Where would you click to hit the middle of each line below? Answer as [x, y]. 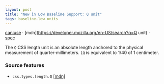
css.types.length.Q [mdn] [39, 76]
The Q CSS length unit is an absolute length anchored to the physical [74, 48]
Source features [25, 65]
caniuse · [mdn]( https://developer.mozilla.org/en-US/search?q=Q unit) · [78, 33]
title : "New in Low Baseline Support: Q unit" [54, 14]
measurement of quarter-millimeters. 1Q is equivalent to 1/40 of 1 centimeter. [82, 53]
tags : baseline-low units [31, 19]
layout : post [18, 10]
